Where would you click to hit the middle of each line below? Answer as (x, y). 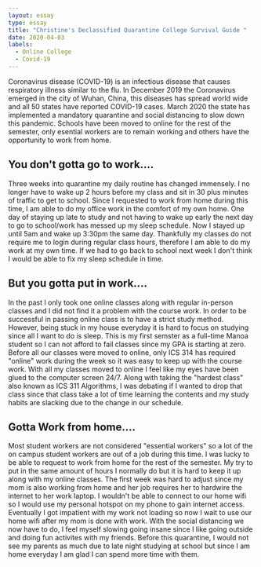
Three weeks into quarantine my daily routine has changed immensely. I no (129, 183)
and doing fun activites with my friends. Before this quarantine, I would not (129, 538)
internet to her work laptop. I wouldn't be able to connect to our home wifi (127, 496)
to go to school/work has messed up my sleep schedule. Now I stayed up (127, 225)
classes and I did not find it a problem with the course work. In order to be (127, 310)
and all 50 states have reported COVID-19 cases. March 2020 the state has (129, 106)
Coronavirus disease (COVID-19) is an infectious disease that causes (119, 81)
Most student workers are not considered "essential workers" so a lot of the (130, 446)
